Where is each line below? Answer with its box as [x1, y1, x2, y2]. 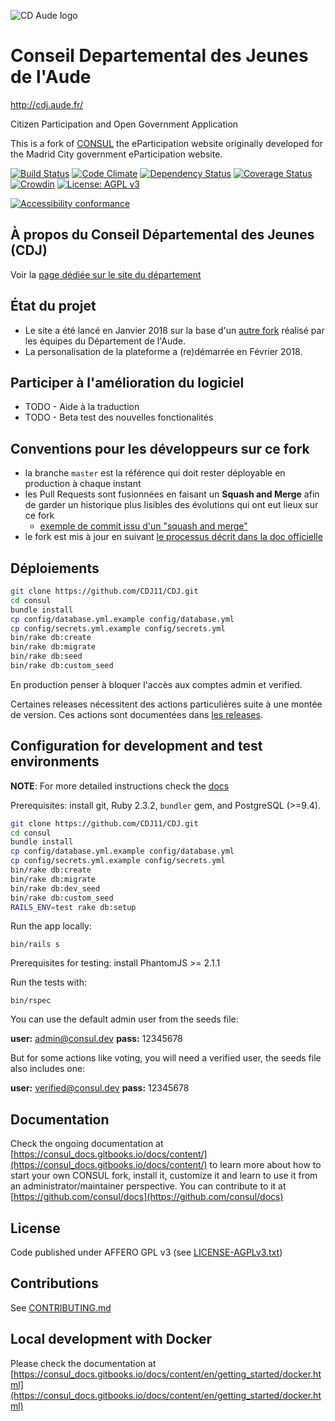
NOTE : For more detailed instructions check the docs [10, 780, 230, 792]
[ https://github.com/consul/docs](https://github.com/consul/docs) [10, 1191, 284, 1203]
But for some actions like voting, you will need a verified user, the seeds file [10, 1052, 322, 1064]
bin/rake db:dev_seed [10, 883, 101, 894]
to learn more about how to [209, 1159, 322, 1171]
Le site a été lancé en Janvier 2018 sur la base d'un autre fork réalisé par [24, 324, 325, 336]
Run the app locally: [10, 920, 92, 932]
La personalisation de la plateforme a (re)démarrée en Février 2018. [24, 345, 303, 357]
